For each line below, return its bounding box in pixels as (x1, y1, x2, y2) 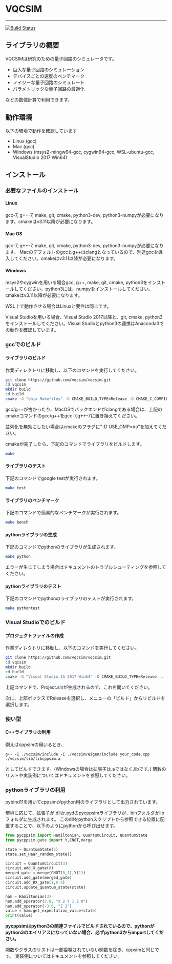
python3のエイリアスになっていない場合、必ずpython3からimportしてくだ (5, 929, 164, 936)
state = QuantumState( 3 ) (5, 847, 58, 852)
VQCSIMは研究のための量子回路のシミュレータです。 (5, 55, 117, 62)
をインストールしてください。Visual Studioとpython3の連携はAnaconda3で (5, 320, 164, 327)
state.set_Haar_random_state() (5, 852, 72, 857)
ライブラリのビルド (5, 355, 46, 360)
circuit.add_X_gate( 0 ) (5, 866, 54, 871)
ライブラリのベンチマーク (5, 497, 59, 503)
